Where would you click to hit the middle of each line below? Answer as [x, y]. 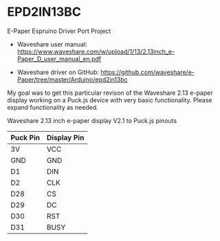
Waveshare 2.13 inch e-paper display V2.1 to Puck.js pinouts [92, 120]
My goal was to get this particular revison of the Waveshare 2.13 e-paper [110, 93]
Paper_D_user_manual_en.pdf [59, 58]
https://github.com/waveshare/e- [147, 72]
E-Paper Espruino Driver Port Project [59, 31]
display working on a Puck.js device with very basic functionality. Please [110, 100]
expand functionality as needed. [53, 107]
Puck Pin [25, 137]
